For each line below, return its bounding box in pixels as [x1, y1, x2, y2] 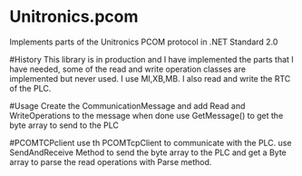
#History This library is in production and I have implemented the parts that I [9, 54, 295, 64]
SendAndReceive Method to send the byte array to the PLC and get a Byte [9, 147, 287, 158]
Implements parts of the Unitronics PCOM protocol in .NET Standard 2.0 [9, 36, 278, 47]
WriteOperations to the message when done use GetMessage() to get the [9, 110, 284, 121]
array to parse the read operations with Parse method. [9, 156, 212, 167]
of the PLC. [9, 83, 52, 93]
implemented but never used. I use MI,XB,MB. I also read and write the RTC [9, 73, 291, 83]
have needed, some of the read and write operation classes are [9, 64, 247, 74]
